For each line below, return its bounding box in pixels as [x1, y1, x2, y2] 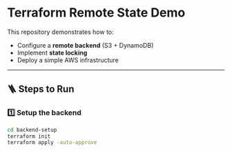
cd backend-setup [7, 126, 57, 133]
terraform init [7, 133, 51, 140]
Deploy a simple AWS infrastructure [17, 55, 119, 64]
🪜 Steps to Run [7, 83, 75, 95]
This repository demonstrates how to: [7, 28, 114, 36]
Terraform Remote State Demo [7, 5, 186, 21]
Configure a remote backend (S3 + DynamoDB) [17, 41, 154, 49]
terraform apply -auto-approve [7, 139, 97, 146]
